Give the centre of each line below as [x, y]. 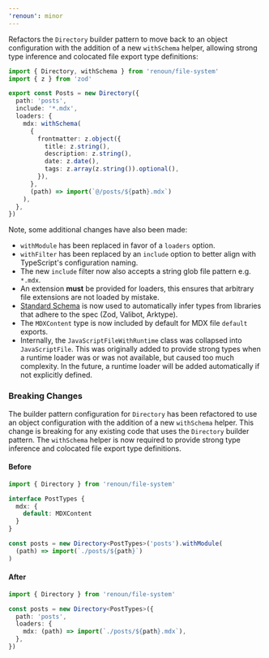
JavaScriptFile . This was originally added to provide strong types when [140, 349]
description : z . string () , [88, 154]
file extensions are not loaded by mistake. [90, 297]
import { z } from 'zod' [50, 79]
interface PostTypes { [47, 499]
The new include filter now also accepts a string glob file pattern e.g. [135, 271]
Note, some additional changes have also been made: [98, 230]
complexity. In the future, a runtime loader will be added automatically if [140, 366]
